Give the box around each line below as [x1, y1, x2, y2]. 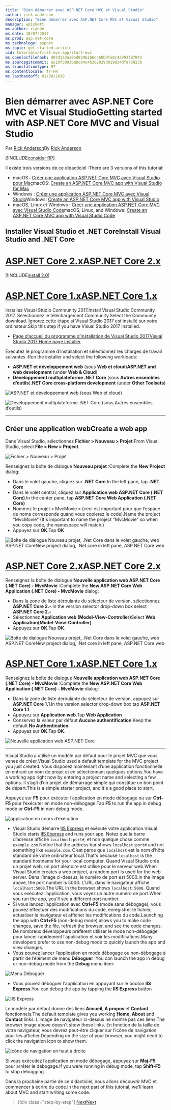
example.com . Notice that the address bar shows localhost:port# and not [12, 841, 164, 848]
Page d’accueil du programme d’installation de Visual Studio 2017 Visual [12, 333, 163, 339]
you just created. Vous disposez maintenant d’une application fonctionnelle [5, 763, 163, 769]
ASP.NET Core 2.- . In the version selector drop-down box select [12, 603, 147, 609]
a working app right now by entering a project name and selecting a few [5, 774, 156, 780]
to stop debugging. [5, 1068, 45, 1074]
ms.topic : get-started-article [5, 45, 72, 50]
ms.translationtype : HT [5, 64, 56, 69]
